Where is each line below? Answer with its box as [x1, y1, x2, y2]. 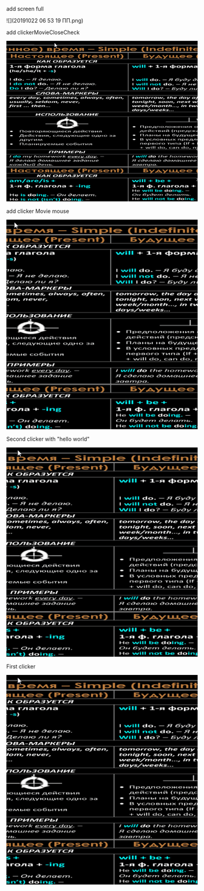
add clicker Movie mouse [6, 207, 70, 215]
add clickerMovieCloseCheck [6, 29, 80, 36]
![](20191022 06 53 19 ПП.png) [6, 17, 84, 24]
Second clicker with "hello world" [6, 435, 90, 442]
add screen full [6, 5, 44, 12]
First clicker [6, 663, 36, 670]
